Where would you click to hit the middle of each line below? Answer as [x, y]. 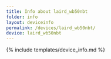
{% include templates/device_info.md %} [56, 50]
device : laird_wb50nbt [34, 33]
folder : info [22, 17]
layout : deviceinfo [30, 22]
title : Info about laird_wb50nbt [47, 11]
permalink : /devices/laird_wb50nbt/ [51, 28]
